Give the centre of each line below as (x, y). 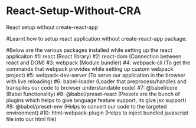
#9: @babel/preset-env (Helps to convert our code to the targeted (86, 106)
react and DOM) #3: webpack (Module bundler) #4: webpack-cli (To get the (98, 63)
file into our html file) (31, 119)
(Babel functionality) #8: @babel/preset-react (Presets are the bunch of (93, 94)
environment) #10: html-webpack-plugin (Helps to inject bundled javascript (97, 113)
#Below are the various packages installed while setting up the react (89, 50)
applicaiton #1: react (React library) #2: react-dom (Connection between (94, 56)
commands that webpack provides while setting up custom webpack (90, 68)
